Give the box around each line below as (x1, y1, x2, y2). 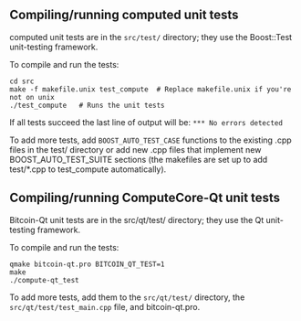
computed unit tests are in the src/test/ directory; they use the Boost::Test (9, 31, 293, 42)
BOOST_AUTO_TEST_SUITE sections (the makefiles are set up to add (9, 154, 268, 165)
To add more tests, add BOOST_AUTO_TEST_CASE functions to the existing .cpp (9, 134, 292, 145)
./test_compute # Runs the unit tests (9, 101, 166, 110)
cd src (9, 77, 35, 86)
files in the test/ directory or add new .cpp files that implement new (9, 144, 262, 155)
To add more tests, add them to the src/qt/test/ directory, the (9, 292, 245, 303)
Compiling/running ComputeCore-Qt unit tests (9, 190, 281, 206)
